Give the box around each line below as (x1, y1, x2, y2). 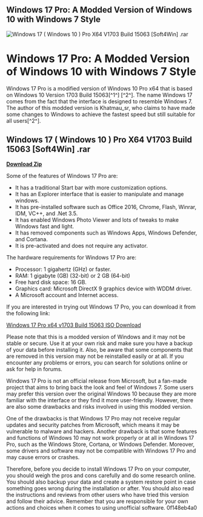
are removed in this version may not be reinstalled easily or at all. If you (6, 352, 184, 360)
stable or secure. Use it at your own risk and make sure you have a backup (6, 340, 193, 347)
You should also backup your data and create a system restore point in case (6, 478, 196, 485)
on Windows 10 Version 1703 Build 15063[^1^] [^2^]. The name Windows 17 (6, 91, 193, 98)
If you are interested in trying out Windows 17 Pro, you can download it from (6, 303, 196, 310)
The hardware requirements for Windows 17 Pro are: (6, 253, 137, 261)
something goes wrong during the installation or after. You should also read (6, 484, 194, 491)
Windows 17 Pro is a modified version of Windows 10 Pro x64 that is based (6, 84, 193, 92)
